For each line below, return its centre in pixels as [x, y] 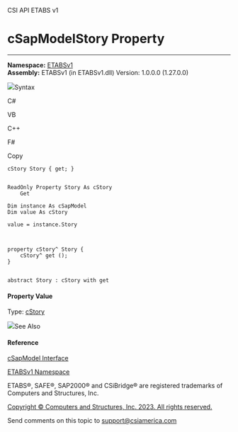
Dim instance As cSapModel [47, 206]
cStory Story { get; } [41, 169]
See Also [28, 326]
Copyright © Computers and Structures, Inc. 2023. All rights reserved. [110, 407]
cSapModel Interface [38, 358]
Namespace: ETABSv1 [40, 65]
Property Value [30, 296]
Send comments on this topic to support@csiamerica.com [92, 421]
